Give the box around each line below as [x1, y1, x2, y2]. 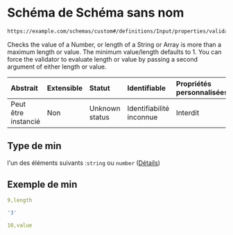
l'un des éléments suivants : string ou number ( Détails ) [7, 158, 161, 167]
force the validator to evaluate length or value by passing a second [7, 55, 198, 63]
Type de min [7, 140, 62, 152]
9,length [7, 197, 33, 204]
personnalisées [175, 87, 229, 97]
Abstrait [10, 83, 38, 93]
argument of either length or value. [7, 62, 107, 71]
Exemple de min [7, 179, 78, 191]
